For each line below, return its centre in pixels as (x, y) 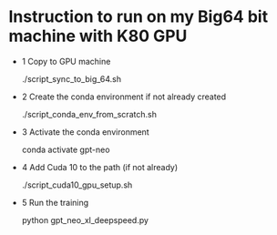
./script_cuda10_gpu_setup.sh (77, 185)
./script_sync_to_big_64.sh (72, 78)
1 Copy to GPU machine (66, 61)
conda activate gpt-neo (66, 149)
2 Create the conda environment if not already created (124, 97)
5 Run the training (55, 202)
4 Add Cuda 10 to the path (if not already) (100, 167)
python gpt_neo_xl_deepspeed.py (85, 220)
